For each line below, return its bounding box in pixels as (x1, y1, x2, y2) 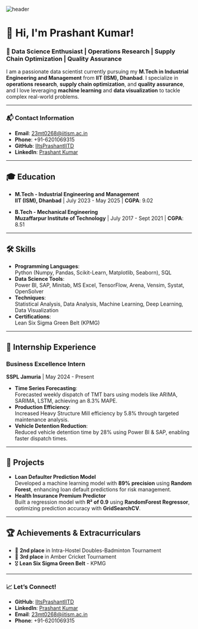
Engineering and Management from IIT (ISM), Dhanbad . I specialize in (6, 74, 179, 82)
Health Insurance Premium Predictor (14, 492, 106, 499)
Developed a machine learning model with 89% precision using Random (14, 479, 192, 487)
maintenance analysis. (14, 416, 70, 423)
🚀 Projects (6, 458, 45, 468)
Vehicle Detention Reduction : (14, 423, 88, 430)
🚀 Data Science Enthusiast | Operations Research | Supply (6, 47, 176, 56)
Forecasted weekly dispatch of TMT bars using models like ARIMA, (14, 391, 178, 398)
